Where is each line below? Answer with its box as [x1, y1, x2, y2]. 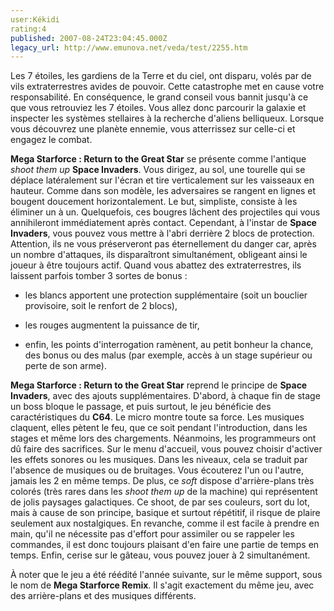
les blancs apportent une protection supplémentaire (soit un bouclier [24, 289, 308, 301]
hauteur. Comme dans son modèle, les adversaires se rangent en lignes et [10, 185, 317, 197]
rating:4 [10, 24, 47, 34]
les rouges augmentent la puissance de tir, [24, 319, 200, 331]
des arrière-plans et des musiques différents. [10, 590, 197, 602]
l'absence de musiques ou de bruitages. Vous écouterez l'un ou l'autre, [10, 464, 304, 476]
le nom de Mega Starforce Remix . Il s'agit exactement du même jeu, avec [10, 579, 315, 591]
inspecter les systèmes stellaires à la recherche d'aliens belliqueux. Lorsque [10, 112, 325, 125]
